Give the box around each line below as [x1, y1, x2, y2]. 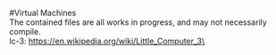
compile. [9, 27, 42, 36]
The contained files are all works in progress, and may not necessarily [9, 17, 268, 27]
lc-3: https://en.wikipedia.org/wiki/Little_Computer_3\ [9, 35, 205, 46]
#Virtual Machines [9, 8, 77, 18]
